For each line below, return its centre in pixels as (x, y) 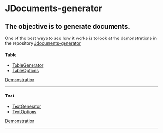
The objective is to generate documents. (67, 27)
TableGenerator (28, 65)
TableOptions (25, 71)
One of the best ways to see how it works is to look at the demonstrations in (81, 38)
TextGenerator (26, 106)
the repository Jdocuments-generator (43, 43)
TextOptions (24, 112)
